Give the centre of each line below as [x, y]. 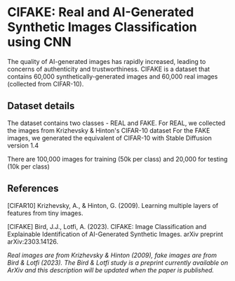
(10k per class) [29, 166]
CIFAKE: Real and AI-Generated [101, 12]
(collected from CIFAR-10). [46, 84]
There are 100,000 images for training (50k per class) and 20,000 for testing [117, 159]
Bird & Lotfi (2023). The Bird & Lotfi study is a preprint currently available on [118, 262]
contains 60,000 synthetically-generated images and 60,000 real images [113, 76]
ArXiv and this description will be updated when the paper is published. [111, 270]
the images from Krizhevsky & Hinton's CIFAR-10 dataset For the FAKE [109, 130]
